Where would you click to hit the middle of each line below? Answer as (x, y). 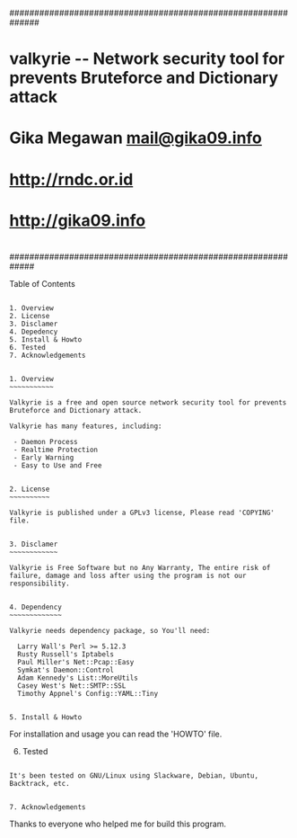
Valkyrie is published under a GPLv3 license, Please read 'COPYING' (142, 513)
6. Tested (28, 347)
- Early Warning (44, 458)
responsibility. (39, 584)
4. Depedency (34, 332)
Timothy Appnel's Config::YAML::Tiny (88, 693)
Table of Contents (43, 283)
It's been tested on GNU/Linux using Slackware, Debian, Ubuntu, (134, 776)
